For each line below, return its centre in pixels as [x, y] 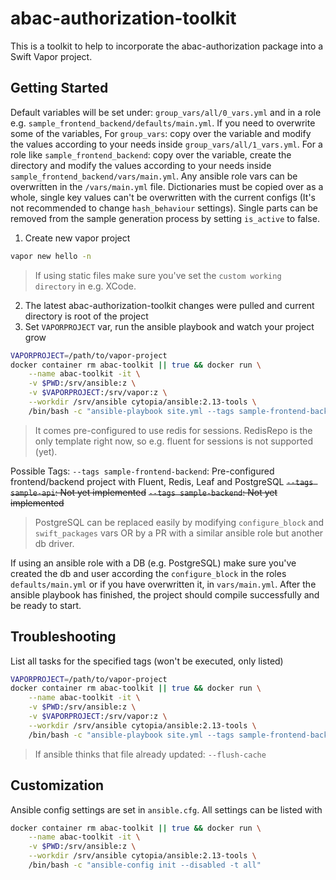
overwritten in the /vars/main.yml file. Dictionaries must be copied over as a [167, 186]
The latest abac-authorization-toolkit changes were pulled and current [169, 305]
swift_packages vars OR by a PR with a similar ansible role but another [179, 533]
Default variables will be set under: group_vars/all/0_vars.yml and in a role [166, 112]
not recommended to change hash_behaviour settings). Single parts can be [164, 208]
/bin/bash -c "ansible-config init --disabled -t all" [145, 865]
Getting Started [59, 88]
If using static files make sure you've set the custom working [158, 275]
